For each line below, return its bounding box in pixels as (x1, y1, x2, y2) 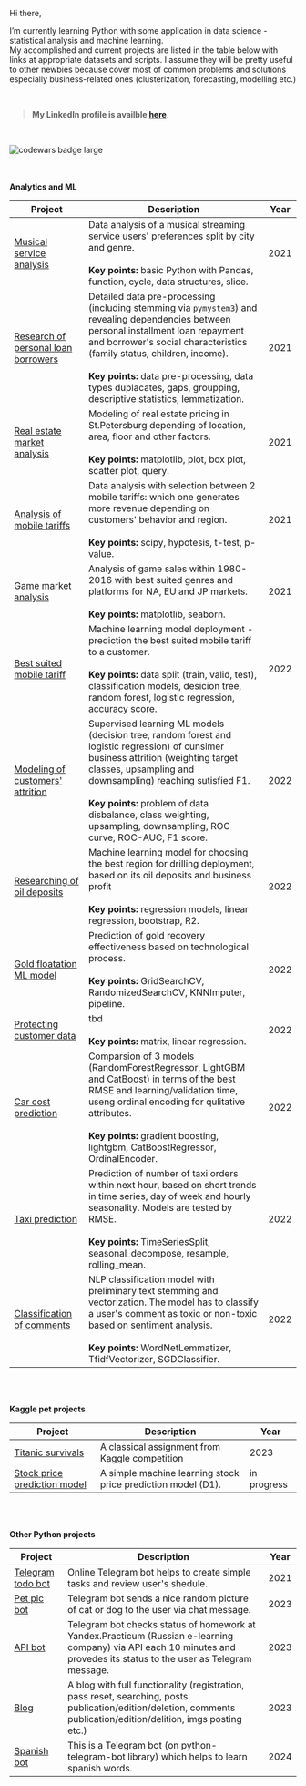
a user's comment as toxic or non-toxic (87, 1308, 258, 1319)
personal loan (14, 342, 73, 354)
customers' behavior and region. (87, 514, 228, 526)
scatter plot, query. (87, 465, 170, 477)
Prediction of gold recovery (87, 929, 206, 941)
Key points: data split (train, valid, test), (87, 669, 258, 681)
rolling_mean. (87, 1258, 146, 1270)
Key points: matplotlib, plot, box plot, (87, 453, 247, 466)
